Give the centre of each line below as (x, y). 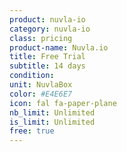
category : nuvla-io (50, 29)
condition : (32, 76)
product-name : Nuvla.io (59, 47)
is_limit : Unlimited (52, 122)
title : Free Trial (47, 57)
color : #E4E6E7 (41, 94)
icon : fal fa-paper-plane (63, 103)
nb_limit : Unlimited (52, 112)
